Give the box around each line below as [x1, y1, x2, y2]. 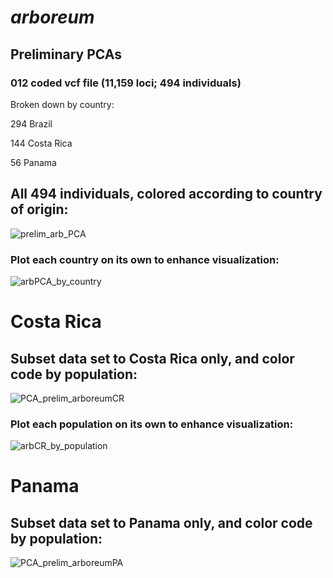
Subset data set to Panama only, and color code [10, 514, 313, 531]
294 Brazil [10, 117, 53, 130]
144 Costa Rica [10, 137, 73, 149]
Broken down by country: [10, 98, 115, 110]
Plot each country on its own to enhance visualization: [10, 252, 280, 266]
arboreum [10, 6, 95, 29]
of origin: [10, 201, 69, 218]
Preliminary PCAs [10, 46, 122, 63]
